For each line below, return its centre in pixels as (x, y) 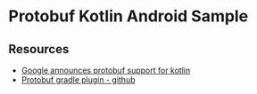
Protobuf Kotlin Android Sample (128, 16)
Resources (39, 49)
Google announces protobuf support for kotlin (106, 70)
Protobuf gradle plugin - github (78, 80)
